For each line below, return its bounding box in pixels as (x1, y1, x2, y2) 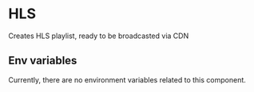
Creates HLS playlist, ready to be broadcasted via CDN (8, 31, 189, 40)
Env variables (8, 54, 77, 67)
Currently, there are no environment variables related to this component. (8, 75, 246, 84)
